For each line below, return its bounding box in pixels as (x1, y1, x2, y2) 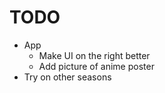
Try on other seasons (23, 71, 112, 83)
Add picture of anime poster (38, 60, 155, 72)
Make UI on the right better (38, 49, 151, 61)
